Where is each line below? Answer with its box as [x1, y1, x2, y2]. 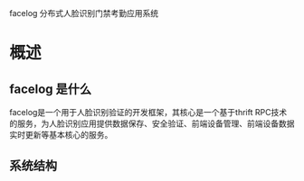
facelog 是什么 [9, 81, 92, 96]
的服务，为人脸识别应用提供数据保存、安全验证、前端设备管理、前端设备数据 [9, 118, 295, 129]
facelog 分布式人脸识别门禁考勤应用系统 [9, 8, 159, 18]
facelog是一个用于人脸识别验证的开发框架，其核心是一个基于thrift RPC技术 [9, 107, 288, 117]
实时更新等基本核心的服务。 [9, 130, 113, 140]
